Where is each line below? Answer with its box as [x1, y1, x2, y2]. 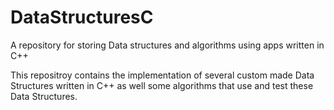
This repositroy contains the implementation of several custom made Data [10, 69, 315, 81]
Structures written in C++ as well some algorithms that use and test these [10, 79, 314, 91]
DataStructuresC [10, 6, 154, 29]
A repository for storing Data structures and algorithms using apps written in [10, 39, 325, 51]
